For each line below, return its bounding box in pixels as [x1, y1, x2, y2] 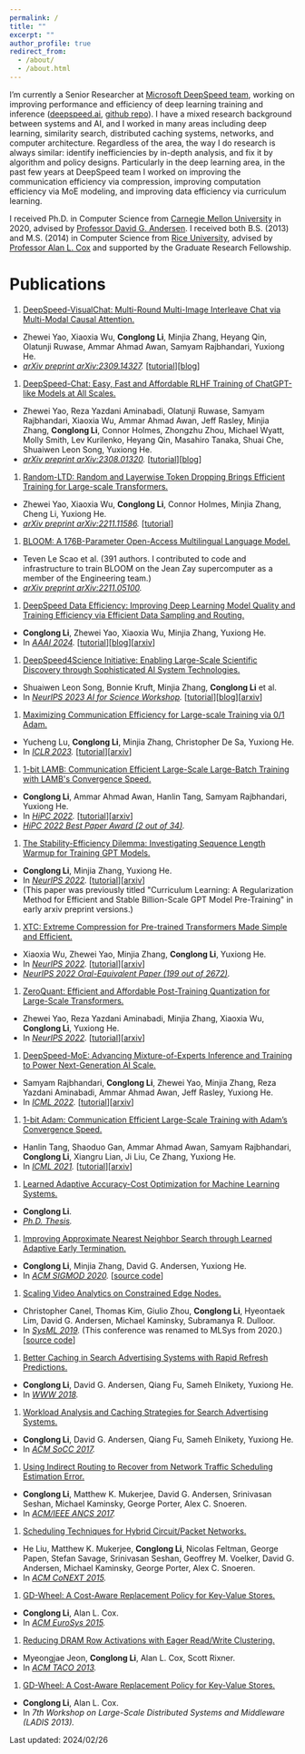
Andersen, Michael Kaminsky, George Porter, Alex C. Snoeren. [22, 1562, 256, 1573]
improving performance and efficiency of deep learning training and [9, 98, 263, 109]
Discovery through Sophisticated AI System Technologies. [22, 664, 241, 674]
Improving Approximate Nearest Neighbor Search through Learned [22, 1232, 272, 1243]
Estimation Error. [22, 1471, 85, 1482]
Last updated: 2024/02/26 [9, 1734, 109, 1745]
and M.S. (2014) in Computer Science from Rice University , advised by [9, 232, 273, 243]
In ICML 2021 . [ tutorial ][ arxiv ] [22, 1161, 133, 1171]
